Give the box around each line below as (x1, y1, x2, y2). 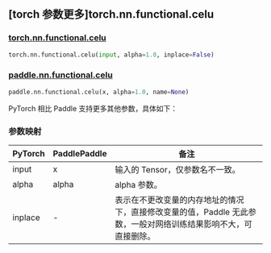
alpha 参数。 (115, 180, 163, 191)
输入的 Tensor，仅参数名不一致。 (115, 164, 240, 176)
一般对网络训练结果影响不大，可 (131, 218, 252, 230)
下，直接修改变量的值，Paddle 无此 (115, 206, 248, 218)
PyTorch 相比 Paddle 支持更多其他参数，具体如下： (8, 103, 178, 113)
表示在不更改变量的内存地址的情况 (115, 194, 244, 205)
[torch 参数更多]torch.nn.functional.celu (8, 7, 215, 22)
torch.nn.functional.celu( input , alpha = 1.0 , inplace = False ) (8, 51, 215, 59)
